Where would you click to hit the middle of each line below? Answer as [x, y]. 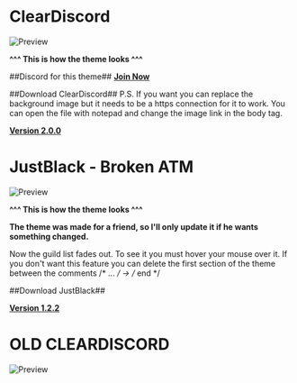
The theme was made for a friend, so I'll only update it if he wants [134, 226]
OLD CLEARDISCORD [90, 345]
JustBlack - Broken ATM [102, 167]
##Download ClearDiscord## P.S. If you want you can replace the [131, 94]
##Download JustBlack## [58, 290]
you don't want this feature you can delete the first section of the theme [143, 263]
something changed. [49, 236]
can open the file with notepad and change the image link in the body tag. [146, 113]
